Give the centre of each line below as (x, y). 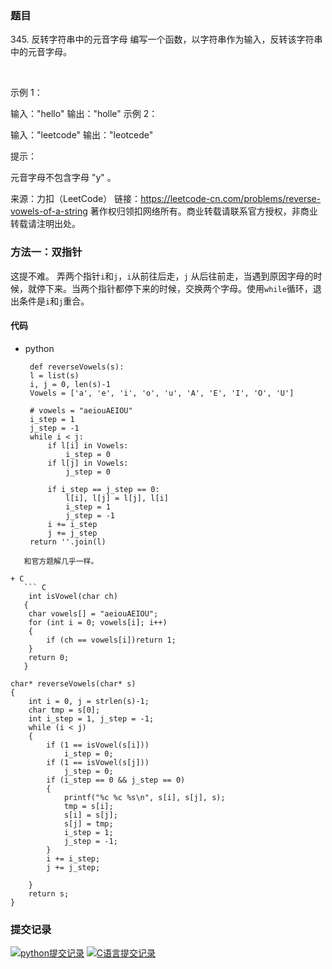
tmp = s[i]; (88, 806)
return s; (49, 893)
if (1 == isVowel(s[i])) (98, 745)
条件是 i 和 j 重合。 (54, 301)
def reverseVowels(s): (77, 367)
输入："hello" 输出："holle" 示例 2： (84, 114)
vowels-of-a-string (49, 211)
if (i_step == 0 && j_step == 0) (116, 780)
